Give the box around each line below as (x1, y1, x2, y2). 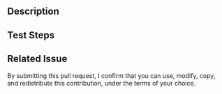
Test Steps (7, 29, 55, 41)
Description (7, 6, 59, 17)
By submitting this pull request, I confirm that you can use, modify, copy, (7, 71, 216, 79)
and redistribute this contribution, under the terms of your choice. (7, 79, 196, 87)
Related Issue (7, 53, 68, 65)
